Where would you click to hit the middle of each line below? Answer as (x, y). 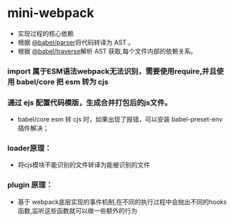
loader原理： (29, 148)
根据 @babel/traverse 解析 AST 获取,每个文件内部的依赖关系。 (107, 51)
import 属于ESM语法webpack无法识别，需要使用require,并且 (112, 71)
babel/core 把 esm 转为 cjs (63, 81)
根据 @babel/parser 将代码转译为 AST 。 (76, 42)
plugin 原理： (30, 185)
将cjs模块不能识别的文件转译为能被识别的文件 (84, 165)
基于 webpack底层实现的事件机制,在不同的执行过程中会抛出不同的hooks (122, 201)
